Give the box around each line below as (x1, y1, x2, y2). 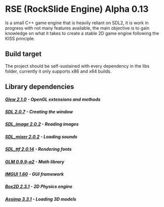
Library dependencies (5, 83, 74, 91)
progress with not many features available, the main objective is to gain (5, 25, 150, 31)
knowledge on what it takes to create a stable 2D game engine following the (5, 30, 159, 36)
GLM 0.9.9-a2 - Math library (5, 159, 65, 165)
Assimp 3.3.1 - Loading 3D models (5, 196, 76, 202)
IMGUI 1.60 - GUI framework (5, 171, 64, 177)
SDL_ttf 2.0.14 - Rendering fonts (5, 146, 72, 152)
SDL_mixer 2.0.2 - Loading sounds (5, 133, 78, 139)
